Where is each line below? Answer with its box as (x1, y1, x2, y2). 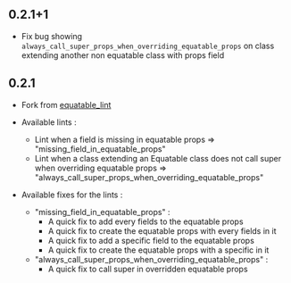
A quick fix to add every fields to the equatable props (47, 216, 244, 227)
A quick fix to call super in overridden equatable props (47, 263, 248, 274)
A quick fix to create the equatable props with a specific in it (47, 245, 270, 255)
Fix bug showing (21, 30, 82, 41)
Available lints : (21, 116, 77, 128)
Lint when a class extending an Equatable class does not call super (34, 153, 282, 163)
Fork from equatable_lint (21, 99, 112, 110)
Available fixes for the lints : (21, 189, 123, 200)
